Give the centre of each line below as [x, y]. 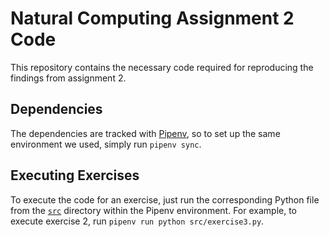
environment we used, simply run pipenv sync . [106, 144]
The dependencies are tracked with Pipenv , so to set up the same [145, 133]
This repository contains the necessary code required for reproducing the [162, 67]
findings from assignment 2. [68, 78]
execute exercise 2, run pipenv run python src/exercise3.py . [137, 221]
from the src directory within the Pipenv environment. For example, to [154, 210]
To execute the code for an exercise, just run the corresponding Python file [165, 199]
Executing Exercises [75, 175]
